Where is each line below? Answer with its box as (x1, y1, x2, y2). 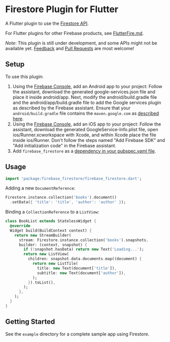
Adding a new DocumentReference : (5, 185, 76, 191)
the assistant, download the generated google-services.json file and (12, 89, 156, 95)
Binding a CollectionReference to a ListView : (5, 209, 99, 215)
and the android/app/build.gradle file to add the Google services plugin (12, 99, 161, 105)
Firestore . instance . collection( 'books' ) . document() (5, 195, 117, 200)
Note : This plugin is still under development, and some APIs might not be (5, 40, 157, 46)
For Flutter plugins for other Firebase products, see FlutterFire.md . (5, 30, 144, 36)
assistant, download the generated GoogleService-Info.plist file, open (12, 126, 158, 132)
